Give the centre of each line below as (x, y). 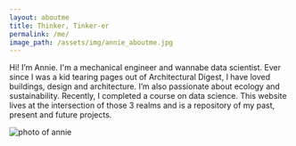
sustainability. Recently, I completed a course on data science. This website (148, 96)
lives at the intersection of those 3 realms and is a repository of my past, (142, 105)
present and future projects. (61, 115)
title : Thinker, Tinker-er (59, 26)
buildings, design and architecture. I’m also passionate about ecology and (145, 86)
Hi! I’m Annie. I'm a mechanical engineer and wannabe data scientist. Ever (145, 68)
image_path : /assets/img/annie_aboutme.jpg (91, 42)
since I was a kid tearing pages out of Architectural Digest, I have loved (140, 77)
